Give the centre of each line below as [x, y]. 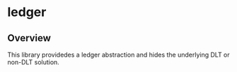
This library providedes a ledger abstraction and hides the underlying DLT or [118, 55]
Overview [29, 38]
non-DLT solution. [34, 62]
